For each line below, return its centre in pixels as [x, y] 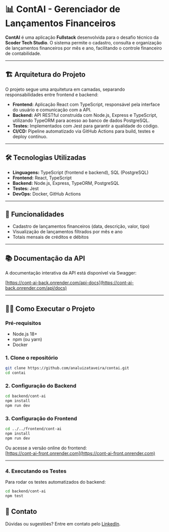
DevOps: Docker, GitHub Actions [47, 193]
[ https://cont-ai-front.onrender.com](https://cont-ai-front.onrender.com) [80, 453]
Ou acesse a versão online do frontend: [46, 448]
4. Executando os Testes [36, 471]
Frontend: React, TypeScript [42, 178]
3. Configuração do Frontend [41, 418]
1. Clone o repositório [32, 358]
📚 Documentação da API [45, 258]
